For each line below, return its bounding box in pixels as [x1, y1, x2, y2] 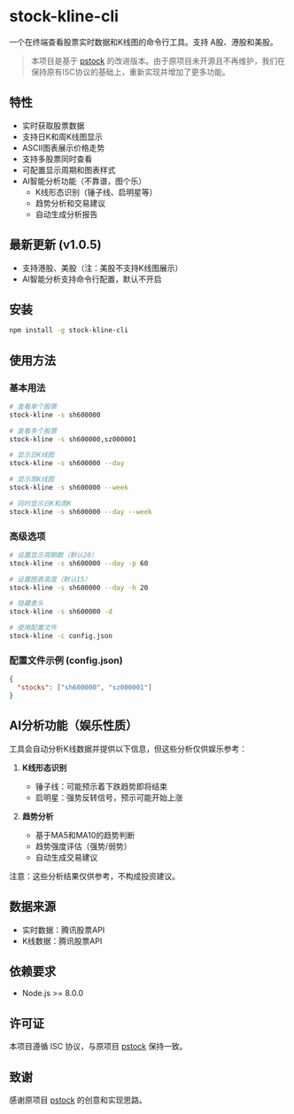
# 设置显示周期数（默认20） [9, 550, 98, 559]
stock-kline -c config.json [9, 632, 113, 641]
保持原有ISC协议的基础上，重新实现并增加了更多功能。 [30, 66, 230, 77]
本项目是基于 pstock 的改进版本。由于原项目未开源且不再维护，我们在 [30, 55, 286, 66]
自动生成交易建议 [35, 852, 98, 862]
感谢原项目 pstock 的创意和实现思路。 [9, 1095, 148, 1105]
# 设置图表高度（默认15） [9, 574, 91, 584]
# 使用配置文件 [9, 623, 58, 633]
